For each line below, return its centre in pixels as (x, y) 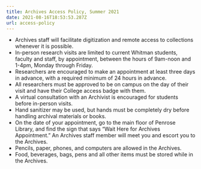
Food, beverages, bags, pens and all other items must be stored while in (104, 155)
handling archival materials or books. (61, 116)
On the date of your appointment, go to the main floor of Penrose (95, 123)
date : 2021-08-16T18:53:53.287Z (46, 17)
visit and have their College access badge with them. (80, 91)
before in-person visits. (44, 104)
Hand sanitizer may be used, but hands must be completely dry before (102, 110)
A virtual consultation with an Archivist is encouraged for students (97, 97)
